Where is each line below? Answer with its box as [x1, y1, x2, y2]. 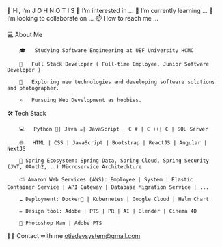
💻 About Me [7, 31, 43, 38]
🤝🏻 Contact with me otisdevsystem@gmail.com [7, 232, 141, 239]
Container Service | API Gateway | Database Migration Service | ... [7, 184, 210, 191]
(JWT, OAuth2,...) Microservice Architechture [7, 164, 142, 170]
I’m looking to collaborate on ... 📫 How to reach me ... [7, 14, 159, 22]
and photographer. [7, 85, 59, 92]
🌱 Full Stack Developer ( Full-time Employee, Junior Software [19, 61, 210, 68]
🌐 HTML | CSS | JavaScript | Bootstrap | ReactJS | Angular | [19, 140, 207, 146]
